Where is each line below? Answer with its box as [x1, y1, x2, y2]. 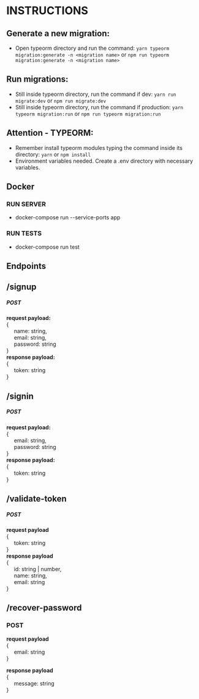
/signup [6, 282, 37, 292]
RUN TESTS [6, 229, 42, 238]
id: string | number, [13, 566, 62, 573]
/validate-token [6, 494, 67, 504]
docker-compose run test [15, 243, 80, 251]
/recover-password [6, 603, 82, 613]
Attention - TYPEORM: [6, 128, 94, 138]
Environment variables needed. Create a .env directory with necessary [15, 157, 193, 165]
